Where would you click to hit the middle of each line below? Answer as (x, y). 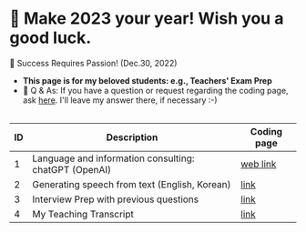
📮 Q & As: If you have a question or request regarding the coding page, (155, 90)
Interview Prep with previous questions (115, 199)
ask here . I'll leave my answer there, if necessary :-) (120, 100)
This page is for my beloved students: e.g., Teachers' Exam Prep (147, 80)
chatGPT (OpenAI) (72, 169)
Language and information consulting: (113, 158)
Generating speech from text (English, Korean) (132, 184)
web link (259, 164)
